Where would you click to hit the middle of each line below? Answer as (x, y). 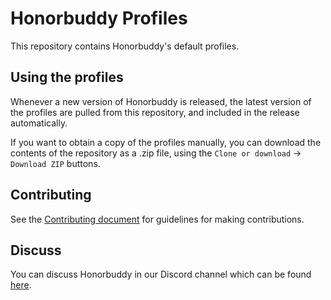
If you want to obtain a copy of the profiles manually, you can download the (166, 142)
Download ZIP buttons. (55, 163)
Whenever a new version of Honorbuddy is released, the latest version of (161, 101)
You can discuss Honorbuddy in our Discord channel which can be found (161, 274)
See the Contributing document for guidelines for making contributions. (157, 219)
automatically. (39, 123)
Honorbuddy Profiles (99, 18)
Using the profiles (67, 77)
